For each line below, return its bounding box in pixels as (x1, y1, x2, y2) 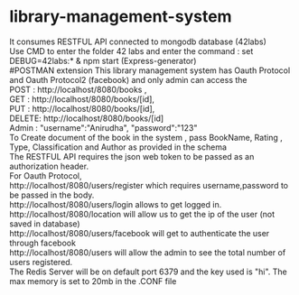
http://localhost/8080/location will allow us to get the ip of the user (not (9, 208, 276, 219)
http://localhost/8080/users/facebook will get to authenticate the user (9, 227, 270, 238)
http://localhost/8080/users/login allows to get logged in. (9, 198, 222, 209)
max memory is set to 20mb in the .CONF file (9, 275, 177, 286)
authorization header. (9, 161, 89, 171)
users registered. (9, 256, 73, 267)
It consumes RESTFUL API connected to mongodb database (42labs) (9, 36, 266, 47)
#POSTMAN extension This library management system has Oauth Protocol (9, 65, 291, 76)
